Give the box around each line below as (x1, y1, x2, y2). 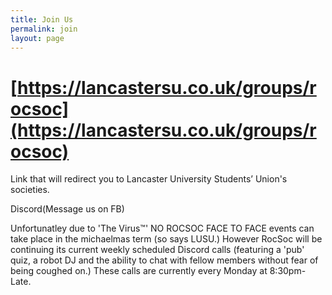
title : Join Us (10, 14, 74, 25)
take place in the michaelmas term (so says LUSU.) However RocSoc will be (10, 233, 323, 245)
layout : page (10, 33, 65, 43)
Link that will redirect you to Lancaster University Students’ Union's (10, 173, 288, 185)
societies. (10, 184, 50, 196)
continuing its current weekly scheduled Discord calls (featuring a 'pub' (10, 244, 305, 256)
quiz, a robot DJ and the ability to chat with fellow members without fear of (10, 254, 319, 266)
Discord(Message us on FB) (10, 203, 125, 215)
